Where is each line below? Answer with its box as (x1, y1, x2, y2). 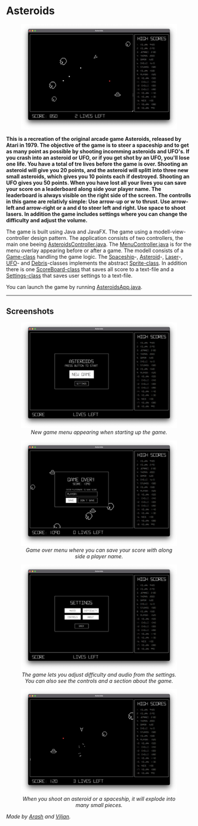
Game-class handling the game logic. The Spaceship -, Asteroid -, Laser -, (6, 254, 183, 261)
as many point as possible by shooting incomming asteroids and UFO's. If (6, 148, 190, 155)
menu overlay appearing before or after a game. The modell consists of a (6, 247, 184, 254)
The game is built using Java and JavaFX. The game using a (6, 228, 153, 235)
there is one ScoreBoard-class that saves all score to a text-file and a (6, 266, 174, 273)
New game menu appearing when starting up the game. (31, 429, 167, 436)
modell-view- (153, 228, 186, 235)
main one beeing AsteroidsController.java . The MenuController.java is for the (6, 241, 192, 248)
